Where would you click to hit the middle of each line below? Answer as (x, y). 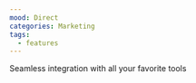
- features (38, 43)
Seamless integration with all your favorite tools (98, 69)
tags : (20, 34)
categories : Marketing (52, 26)
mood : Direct (34, 18)
